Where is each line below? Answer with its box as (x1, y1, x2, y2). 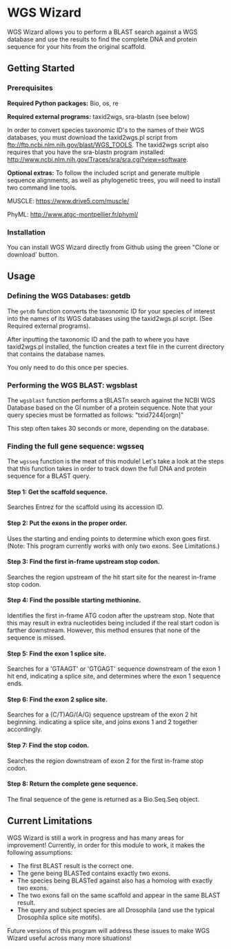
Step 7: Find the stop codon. (7, 741, 90, 750)
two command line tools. (7, 183, 77, 192)
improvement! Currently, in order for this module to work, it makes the (7, 840, 205, 849)
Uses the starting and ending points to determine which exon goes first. (7, 534, 211, 542)
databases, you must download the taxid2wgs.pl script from (7, 133, 178, 141)
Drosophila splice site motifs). (17, 913, 102, 921)
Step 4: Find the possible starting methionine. (7, 596, 141, 605)
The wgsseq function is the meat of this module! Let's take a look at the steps (7, 457, 224, 466)
